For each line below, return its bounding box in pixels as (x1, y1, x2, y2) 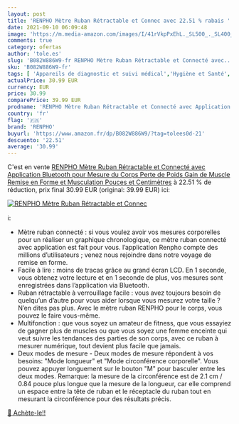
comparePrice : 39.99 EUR (7, 97, 81, 104)
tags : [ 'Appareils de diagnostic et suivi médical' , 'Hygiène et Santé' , (7, 70, 231, 77)
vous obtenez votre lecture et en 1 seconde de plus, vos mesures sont (17, 273, 223, 282)
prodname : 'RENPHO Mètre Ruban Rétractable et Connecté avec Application (7, 104, 231, 111)
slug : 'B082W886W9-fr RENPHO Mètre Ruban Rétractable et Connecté (7, 57, 208, 64)
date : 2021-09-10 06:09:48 (7, 24, 87, 31)
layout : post (7, 10, 46, 18)
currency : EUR (7, 84, 50, 91)
